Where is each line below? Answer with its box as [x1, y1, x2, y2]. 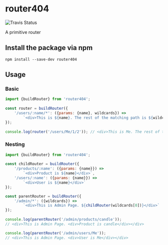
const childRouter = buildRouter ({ [5, 162, 79, 167]
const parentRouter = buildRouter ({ [5, 194, 81, 199]
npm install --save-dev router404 [5, 57, 77, 62]
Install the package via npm [5, 43, 93, 52]
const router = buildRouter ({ [5, 106, 68, 111]
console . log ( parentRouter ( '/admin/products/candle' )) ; [5, 217, 122, 222]
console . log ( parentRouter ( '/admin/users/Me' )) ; [5, 231, 106, 236]
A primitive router [5, 29, 41, 35]
